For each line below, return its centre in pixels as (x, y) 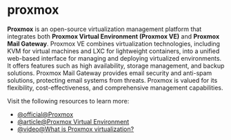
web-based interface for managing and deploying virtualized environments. (114, 58)
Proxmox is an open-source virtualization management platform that (104, 29)
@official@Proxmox (45, 114)
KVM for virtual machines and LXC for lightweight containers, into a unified (113, 51)
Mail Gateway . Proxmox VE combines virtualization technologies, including (114, 43)
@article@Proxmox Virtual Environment (73, 121)
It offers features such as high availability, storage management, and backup (116, 66)
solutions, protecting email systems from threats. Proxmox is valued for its (112, 80)
